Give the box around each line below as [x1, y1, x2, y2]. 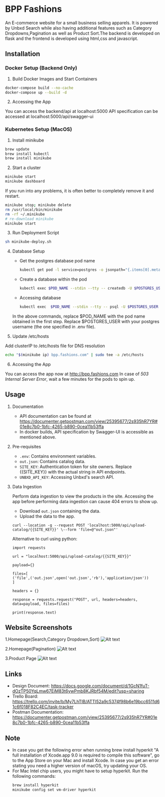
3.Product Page [5, 655, 37, 661]
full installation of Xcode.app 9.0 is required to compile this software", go [12, 752, 160, 758]
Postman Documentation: [12, 709, 64, 715]
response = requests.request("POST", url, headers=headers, [12, 597, 138, 602]
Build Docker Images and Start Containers [12, 75, 97, 82]
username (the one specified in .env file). [12, 324, 96, 329]
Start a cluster [12, 165, 41, 171]
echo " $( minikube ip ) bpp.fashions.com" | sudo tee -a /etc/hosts [5, 352, 144, 357]
